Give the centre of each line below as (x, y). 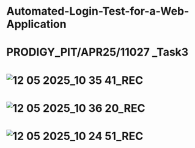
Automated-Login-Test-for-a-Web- (98, 11)
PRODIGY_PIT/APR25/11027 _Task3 (97, 52)
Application (36, 24)
